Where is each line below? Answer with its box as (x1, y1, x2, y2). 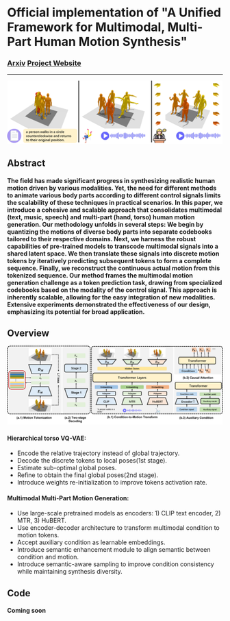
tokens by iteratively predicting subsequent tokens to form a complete (7, 256, 212, 265)
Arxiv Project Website (7, 58, 81, 68)
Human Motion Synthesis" (34, 34, 188, 49)
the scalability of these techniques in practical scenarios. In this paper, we (7, 198, 223, 206)
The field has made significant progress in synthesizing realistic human (7, 176, 216, 184)
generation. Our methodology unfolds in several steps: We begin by (7, 220, 204, 228)
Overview (7, 328, 50, 339)
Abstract (7, 158, 46, 169)
